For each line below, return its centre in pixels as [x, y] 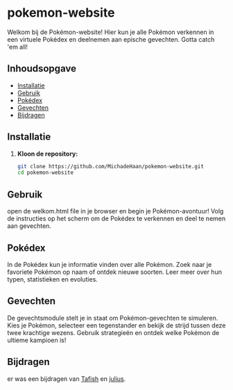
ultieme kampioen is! [37, 340]
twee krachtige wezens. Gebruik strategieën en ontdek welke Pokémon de [113, 332]
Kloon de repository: [48, 154]
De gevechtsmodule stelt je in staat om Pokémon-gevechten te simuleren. [113, 318]
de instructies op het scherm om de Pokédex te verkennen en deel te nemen [116, 219]
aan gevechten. [29, 226]
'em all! [18, 47]
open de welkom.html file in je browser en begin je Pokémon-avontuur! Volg [115, 211]
